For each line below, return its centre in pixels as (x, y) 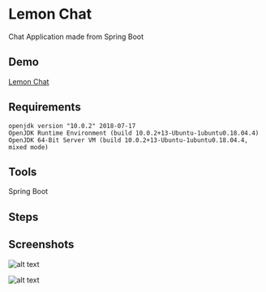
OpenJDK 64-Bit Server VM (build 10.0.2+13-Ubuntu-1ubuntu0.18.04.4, (129, 140)
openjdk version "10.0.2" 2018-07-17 (72, 126)
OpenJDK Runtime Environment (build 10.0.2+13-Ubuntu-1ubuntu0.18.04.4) (134, 133)
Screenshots (41, 245)
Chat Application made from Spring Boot (76, 36)
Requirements (45, 107)
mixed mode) (28, 147)
